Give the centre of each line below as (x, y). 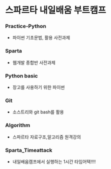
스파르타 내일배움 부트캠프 (56, 10)
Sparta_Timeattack (29, 150)
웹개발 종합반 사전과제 (34, 62)
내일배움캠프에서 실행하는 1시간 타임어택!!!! (54, 161)
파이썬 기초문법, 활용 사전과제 (41, 37)
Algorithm (18, 125)
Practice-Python (26, 26)
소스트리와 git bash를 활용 (38, 112)
